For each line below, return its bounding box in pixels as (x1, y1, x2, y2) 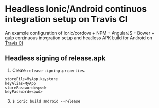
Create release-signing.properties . (12, 67, 86, 73)
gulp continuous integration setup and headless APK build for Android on (5, 35, 153, 41)
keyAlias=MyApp (5, 81, 36, 86)
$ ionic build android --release (12, 99, 81, 104)
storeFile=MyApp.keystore (5, 76, 58, 81)
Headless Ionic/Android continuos (5, 3, 147, 15)
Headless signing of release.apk (5, 54, 106, 63)
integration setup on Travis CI (5, 14, 128, 25)
